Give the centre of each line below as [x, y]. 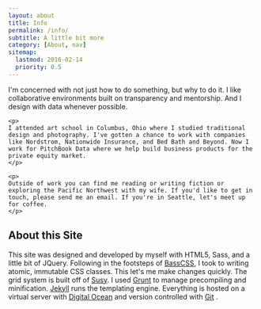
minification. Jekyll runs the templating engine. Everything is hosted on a [127, 288]
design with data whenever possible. [68, 106]
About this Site [45, 236]
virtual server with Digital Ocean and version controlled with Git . [113, 296]
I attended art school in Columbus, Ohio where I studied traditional [127, 128]
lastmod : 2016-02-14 [49, 60]
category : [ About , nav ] [47, 45]
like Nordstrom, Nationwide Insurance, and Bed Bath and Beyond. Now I [129, 142]
